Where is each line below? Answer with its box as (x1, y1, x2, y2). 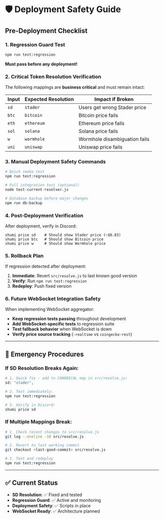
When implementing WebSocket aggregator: (5, 307, 94, 312)
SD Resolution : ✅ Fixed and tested (12, 492, 82, 498)
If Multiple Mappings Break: (5, 419, 72, 425)
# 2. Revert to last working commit (5, 443, 80, 448)
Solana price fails (78, 128, 118, 135)
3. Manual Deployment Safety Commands (5, 158, 106, 165)
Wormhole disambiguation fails (78, 136, 150, 143)
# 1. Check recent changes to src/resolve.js (5, 429, 99, 434)
